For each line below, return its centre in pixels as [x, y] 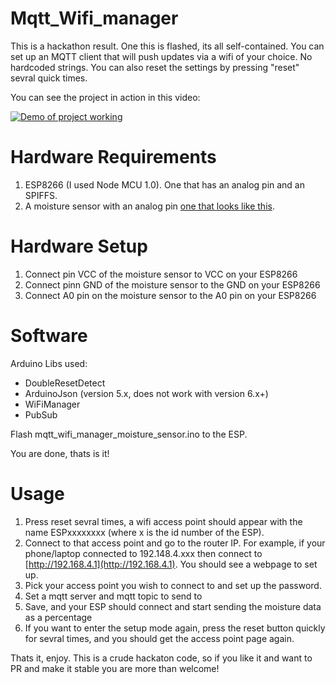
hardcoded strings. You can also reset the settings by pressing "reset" [155, 67]
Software [49, 336]
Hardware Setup [79, 246]
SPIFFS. [41, 195]
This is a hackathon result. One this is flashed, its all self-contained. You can [167, 46]
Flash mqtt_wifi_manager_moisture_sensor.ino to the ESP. [129, 434]
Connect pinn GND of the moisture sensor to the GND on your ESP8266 [172, 284]
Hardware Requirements [113, 157]
